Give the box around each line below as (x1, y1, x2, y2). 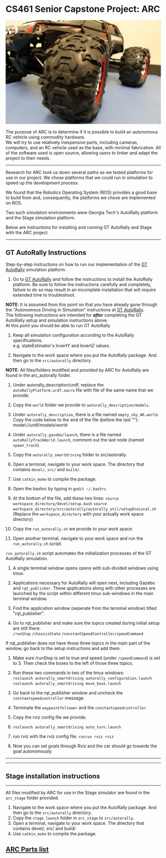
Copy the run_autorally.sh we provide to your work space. (12, 526, 133, 532)
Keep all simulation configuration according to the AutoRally (12, 332, 134, 338)
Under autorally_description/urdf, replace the (12, 382, 104, 388)
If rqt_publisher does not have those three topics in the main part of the (5, 640, 150, 646)
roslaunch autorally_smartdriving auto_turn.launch (12, 725, 121, 730)
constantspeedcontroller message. (12, 695, 85, 701)
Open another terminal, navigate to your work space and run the (12, 535, 143, 542)
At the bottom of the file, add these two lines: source (12, 495, 119, 501)
